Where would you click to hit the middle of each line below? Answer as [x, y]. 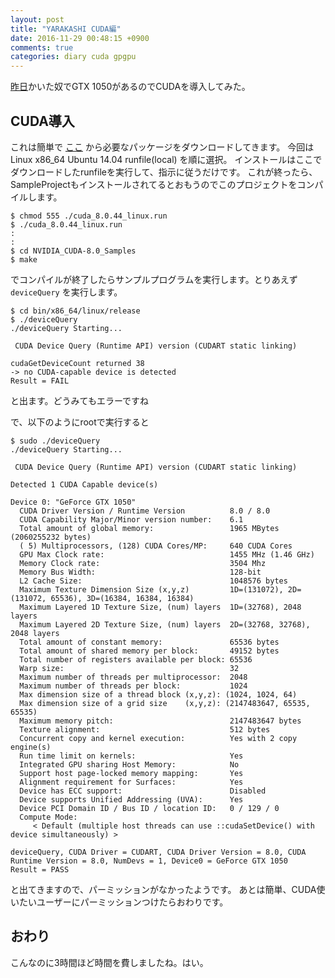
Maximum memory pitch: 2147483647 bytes [160, 721]
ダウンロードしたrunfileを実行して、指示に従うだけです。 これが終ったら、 [164, 172]
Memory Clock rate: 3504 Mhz [143, 563]
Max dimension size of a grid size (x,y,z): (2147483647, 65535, [165, 703]
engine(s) [31, 747]
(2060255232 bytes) [51, 537]
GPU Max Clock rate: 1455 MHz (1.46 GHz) [167, 554]
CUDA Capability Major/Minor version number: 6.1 [131, 519]
